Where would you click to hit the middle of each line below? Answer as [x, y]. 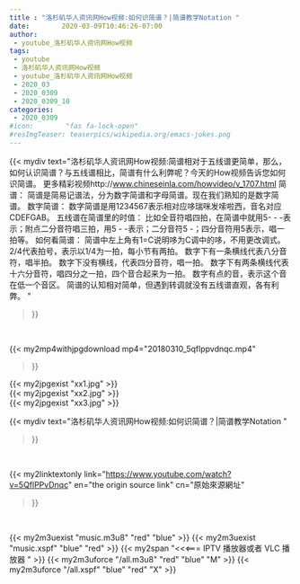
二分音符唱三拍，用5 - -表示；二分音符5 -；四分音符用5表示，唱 [159, 228]
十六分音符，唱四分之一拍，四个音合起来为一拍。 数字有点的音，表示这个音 [148, 273]
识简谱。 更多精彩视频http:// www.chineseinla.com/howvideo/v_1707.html [143, 183]
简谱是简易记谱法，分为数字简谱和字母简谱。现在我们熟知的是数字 [149, 195]
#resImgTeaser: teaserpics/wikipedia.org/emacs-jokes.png [120, 135]
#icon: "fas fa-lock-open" [74, 127]
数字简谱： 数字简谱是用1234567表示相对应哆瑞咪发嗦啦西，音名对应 [154, 206]
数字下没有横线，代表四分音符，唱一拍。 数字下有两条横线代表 [173, 262]
